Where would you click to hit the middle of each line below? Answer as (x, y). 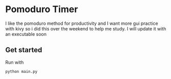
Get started (24, 50)
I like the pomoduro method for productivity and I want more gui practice (82, 23)
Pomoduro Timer (42, 9)
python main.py (21, 71)
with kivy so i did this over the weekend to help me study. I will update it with (86, 28)
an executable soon (26, 34)
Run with (15, 62)
